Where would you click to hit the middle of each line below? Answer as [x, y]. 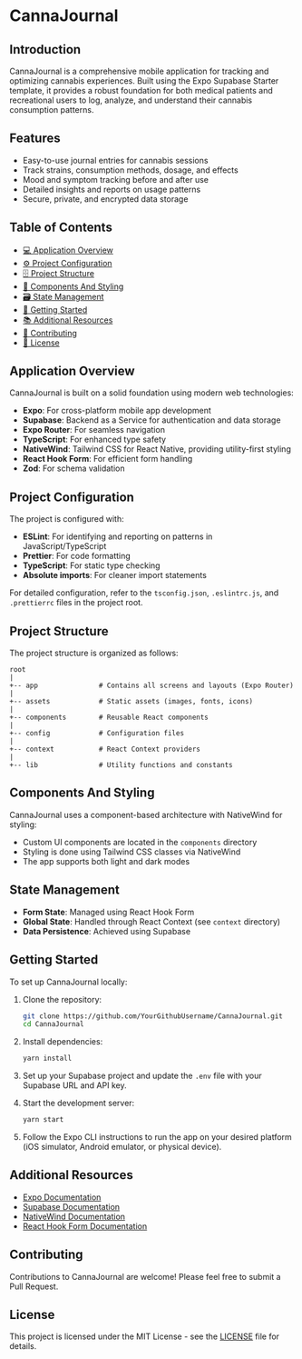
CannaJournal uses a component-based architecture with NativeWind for [146, 814]
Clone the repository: [62, 999]
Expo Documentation [62, 1197]
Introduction [45, 50]
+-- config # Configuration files [97, 734]
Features [35, 139]
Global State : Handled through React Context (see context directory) [151, 921]
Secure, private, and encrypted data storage [105, 199]
